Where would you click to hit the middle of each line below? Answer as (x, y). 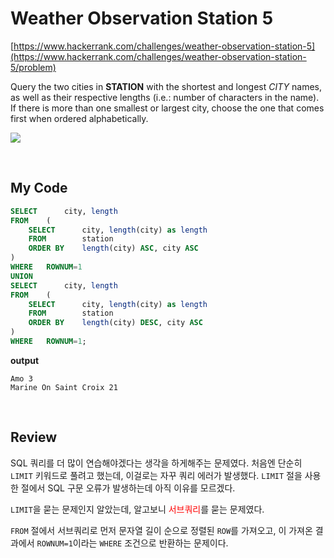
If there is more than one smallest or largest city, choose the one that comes (167, 108)
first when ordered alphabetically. (79, 118)
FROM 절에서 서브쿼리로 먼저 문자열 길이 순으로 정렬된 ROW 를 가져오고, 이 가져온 (161, 530)
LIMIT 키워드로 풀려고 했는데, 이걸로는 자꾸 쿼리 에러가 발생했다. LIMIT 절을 (156, 475)
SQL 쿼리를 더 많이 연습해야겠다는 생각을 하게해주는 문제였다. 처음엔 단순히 (156, 463)
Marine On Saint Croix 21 (64, 387)
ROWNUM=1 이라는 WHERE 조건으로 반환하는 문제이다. (132, 543)
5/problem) (33, 67)
